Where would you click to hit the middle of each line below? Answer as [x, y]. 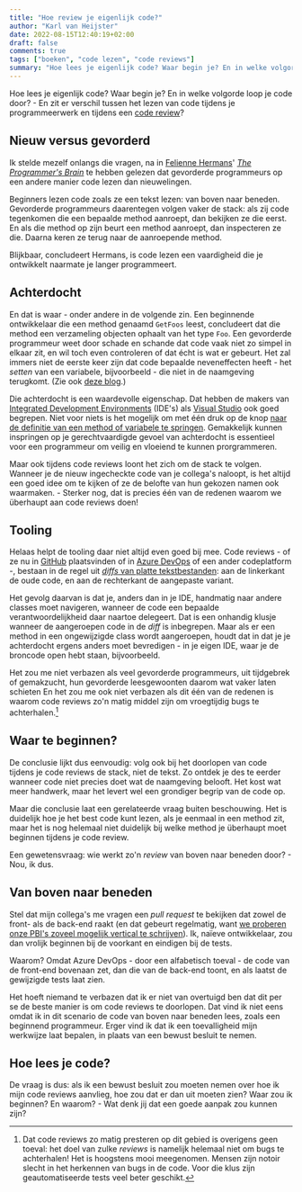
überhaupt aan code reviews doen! [74, 502]
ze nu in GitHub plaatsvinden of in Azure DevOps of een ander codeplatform [151, 561]
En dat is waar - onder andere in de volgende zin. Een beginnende [132, 314]
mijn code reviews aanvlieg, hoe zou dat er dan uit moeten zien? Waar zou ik [151, 1095]
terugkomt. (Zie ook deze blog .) [68, 381]
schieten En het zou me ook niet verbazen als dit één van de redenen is [142, 692]
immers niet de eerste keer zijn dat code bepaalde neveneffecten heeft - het [151, 362]
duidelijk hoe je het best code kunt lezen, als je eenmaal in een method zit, [147, 818]
